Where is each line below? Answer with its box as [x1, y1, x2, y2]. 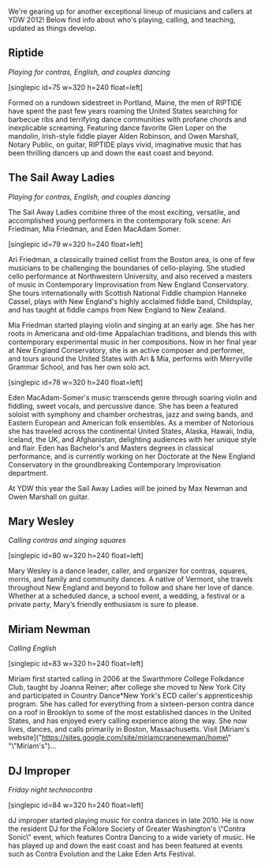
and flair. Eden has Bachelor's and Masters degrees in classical [8, 443, 214, 452]
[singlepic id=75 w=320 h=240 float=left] [8, 82, 144, 92]
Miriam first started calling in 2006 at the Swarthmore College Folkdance [8, 674, 244, 683]
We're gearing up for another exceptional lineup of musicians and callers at [8, 7, 252, 16]
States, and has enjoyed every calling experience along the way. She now [8, 716, 248, 725]
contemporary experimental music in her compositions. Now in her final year [8, 337, 257, 346]
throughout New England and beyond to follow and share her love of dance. [8, 583, 255, 593]
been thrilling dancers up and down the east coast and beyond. [8, 148, 215, 157]
